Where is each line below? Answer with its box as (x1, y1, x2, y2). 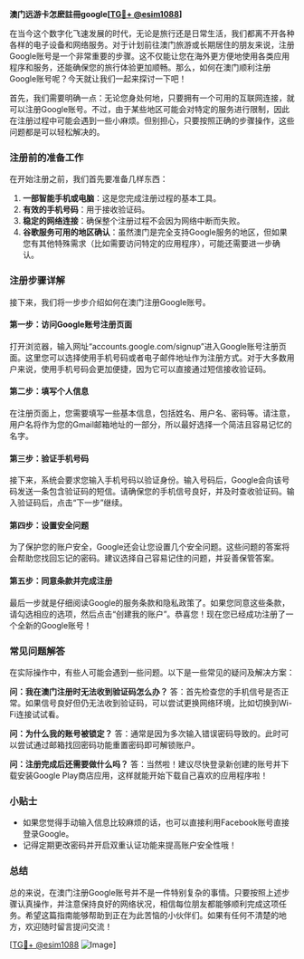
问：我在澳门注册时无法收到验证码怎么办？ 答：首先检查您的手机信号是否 (9, 686, 281, 696)
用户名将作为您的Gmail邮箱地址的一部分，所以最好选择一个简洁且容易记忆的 (9, 419, 292, 429)
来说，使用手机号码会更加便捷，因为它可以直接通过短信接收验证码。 (16, 363, 271, 374)
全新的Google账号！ (16, 619, 92, 630)
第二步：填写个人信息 (9, 386, 89, 397)
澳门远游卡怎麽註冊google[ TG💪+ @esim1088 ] (9, 9, 183, 19)
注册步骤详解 (9, 274, 66, 287)
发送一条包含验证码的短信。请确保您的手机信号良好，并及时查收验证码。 (16, 486, 287, 497)
